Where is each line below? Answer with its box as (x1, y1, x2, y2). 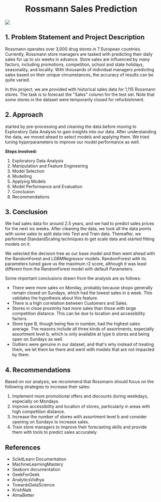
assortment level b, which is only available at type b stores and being (12, 331, 150, 337)
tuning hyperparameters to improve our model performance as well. (5, 139, 140, 145)
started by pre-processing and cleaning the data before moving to (5, 124, 137, 129)
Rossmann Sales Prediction (25, 3, 138, 15)
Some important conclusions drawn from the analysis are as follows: (5, 275, 141, 282)
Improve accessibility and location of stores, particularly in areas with (12, 404, 151, 409)
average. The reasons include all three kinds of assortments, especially (12, 326, 154, 332)
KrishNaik (12, 487, 32, 493)
